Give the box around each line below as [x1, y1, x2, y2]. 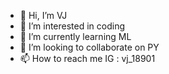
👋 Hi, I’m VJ [19, 10, 68, 21]
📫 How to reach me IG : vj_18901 [19, 53, 156, 64]
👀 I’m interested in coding [19, 20, 126, 32]
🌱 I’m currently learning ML [19, 31, 132, 42]
